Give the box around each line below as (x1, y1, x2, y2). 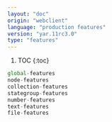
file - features (7, 109, 50, 117)
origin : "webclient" (7, 17, 69, 24)
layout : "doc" (7, 10, 50, 18)
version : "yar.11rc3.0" (7, 30, 78, 38)
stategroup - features (7, 89, 69, 96)
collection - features (7, 83, 69, 90)
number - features (7, 96, 55, 104)
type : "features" (7, 37, 59, 44)
